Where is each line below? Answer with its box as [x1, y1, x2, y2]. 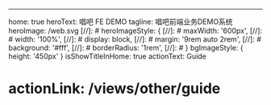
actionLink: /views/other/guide [8, 79, 221, 98]
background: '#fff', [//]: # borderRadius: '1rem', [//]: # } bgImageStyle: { [8, 43, 244, 52]
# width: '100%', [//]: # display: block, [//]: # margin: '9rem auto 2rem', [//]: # [8, 34, 262, 44]
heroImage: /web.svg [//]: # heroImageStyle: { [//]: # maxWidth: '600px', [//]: [8, 26, 263, 35]
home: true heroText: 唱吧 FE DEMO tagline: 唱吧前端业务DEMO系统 [8, 17, 233, 26]
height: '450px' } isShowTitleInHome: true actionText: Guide [8, 51, 207, 61]
